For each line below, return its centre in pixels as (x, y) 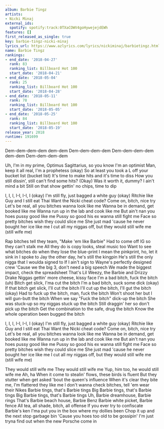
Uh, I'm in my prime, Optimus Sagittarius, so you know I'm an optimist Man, (81, 165)
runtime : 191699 (21, 137)
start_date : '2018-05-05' (36, 110)
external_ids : (20, 23)
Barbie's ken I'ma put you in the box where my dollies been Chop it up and (80, 411)
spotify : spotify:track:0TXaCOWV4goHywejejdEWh (59, 28)
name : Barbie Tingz (25, 50)
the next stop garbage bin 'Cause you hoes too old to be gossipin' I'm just (79, 416)
